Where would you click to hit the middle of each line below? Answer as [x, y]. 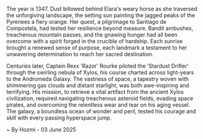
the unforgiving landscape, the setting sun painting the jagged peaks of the [101, 15]
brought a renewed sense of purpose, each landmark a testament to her [97, 48]
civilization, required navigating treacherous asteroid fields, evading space [100, 98]
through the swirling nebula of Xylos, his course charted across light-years [100, 72]
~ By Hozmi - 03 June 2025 [41, 130]
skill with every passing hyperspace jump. [59, 118]
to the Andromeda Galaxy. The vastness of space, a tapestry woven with [98, 79]
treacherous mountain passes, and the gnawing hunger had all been [92, 35]
